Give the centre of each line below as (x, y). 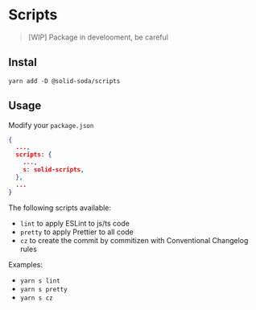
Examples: (25, 264)
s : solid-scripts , (54, 170)
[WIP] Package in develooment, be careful (98, 37)
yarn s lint (40, 281)
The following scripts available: (60, 208)
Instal (23, 62)
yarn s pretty (43, 289)
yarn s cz (37, 298)
